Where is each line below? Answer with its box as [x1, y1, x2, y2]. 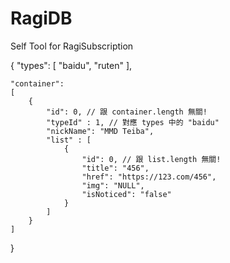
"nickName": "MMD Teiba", [46, 126, 155, 136]
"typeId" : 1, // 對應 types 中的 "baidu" [46, 117, 220, 127]
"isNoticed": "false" [81, 189, 172, 199]
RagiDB [10, 7, 73, 30]
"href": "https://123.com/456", [81, 172, 217, 182]
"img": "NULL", [81, 180, 145, 191]
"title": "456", [81, 163, 150, 173]
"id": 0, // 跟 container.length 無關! [46, 107, 208, 117]
